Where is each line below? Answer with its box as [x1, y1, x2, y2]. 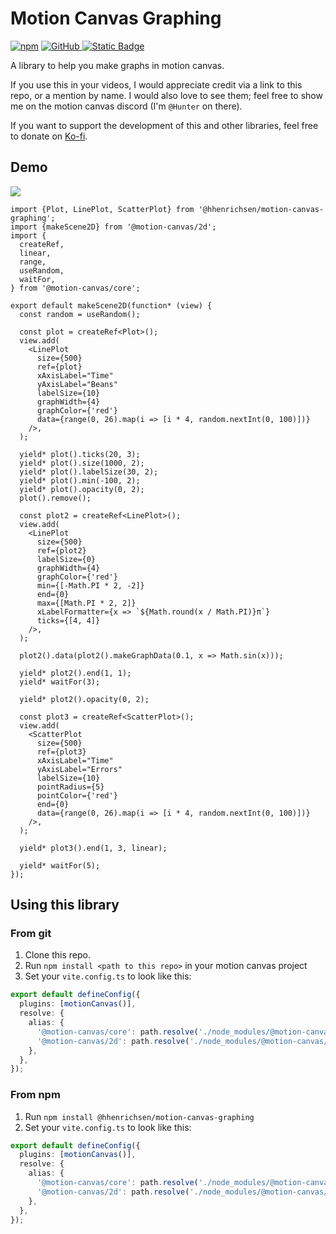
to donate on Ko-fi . [10, 130, 88, 142]
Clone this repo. [24, 949, 91, 961]
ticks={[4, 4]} [36, 615, 101, 626]
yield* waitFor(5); [19, 860, 101, 871]
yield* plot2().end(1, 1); [19, 668, 132, 678]
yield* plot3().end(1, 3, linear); [19, 843, 168, 853]
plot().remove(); [19, 493, 92, 503]
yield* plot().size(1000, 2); [19, 458, 145, 468]
